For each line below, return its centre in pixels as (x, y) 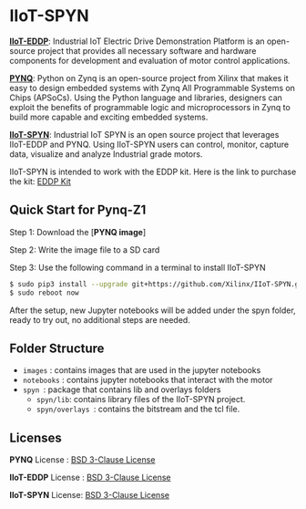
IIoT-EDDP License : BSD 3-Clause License (90, 478)
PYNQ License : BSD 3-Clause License (82, 460)
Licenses (36, 437)
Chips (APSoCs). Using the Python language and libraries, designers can (146, 98)
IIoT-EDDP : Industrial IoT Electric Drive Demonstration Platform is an (138, 41)
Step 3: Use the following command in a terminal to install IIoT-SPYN (138, 267)
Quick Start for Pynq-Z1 (78, 210)
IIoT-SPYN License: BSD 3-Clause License (90, 495)
